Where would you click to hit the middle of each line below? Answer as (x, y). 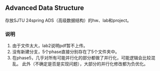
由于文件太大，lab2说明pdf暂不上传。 (50, 46)
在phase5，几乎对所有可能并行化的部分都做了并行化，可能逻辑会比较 (81, 58)
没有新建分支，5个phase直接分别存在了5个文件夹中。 (66, 52)
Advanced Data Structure (45, 8)
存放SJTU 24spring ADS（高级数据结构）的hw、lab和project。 (68, 20)
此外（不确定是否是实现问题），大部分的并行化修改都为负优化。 (85, 64)
